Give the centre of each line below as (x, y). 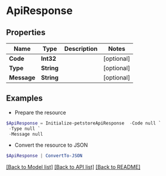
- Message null (26, 134)
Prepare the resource (40, 112)
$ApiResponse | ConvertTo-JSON (44, 156)
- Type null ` (25, 129)
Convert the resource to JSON (51, 145)
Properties (26, 32)
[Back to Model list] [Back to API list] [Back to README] (73, 167)
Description (81, 49)
